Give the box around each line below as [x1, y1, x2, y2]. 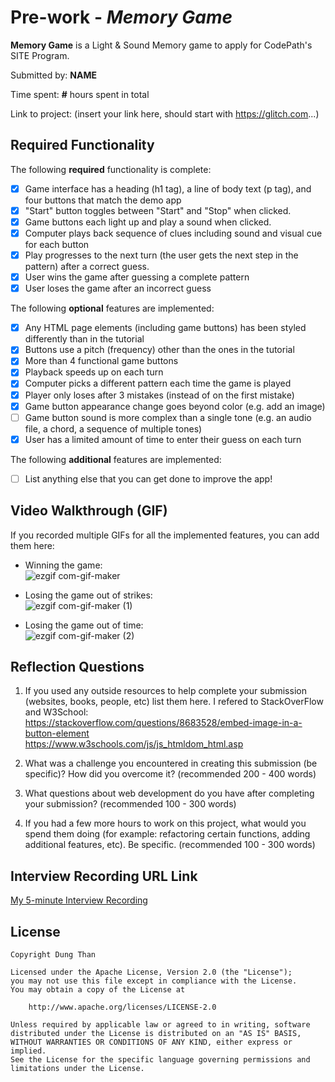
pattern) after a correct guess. [24, 261, 150, 273]
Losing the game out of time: [24, 619, 144, 631]
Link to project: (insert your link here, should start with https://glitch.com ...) [10, 107, 320, 120]
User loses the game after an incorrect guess [24, 282, 212, 295]
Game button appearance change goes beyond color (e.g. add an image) [24, 400, 326, 412]
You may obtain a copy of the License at [10, 985, 186, 995]
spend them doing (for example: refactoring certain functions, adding [24, 828, 311, 840]
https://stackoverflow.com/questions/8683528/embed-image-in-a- [24, 717, 303, 729]
